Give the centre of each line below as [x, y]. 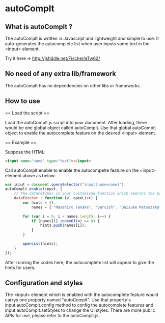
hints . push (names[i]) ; [63, 226]
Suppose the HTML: [25, 152]
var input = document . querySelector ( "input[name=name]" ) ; [66, 185]
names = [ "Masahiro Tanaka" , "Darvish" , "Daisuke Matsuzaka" [96, 207]
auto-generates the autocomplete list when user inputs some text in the [77, 44]
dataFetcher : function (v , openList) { [56, 198]
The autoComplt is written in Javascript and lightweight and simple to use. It [82, 38]
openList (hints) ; [40, 243]
